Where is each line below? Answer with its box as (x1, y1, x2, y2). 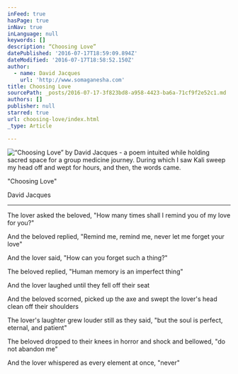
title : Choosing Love (7, 83, 72, 90)
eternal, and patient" (7, 323, 67, 331)
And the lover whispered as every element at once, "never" (7, 358, 181, 367)
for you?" (7, 218, 35, 227)
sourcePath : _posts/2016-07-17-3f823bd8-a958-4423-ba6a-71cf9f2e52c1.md (7, 89, 227, 96)
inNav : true (7, 23, 42, 30)
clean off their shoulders (7, 302, 79, 310)
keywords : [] (7, 37, 46, 44)
